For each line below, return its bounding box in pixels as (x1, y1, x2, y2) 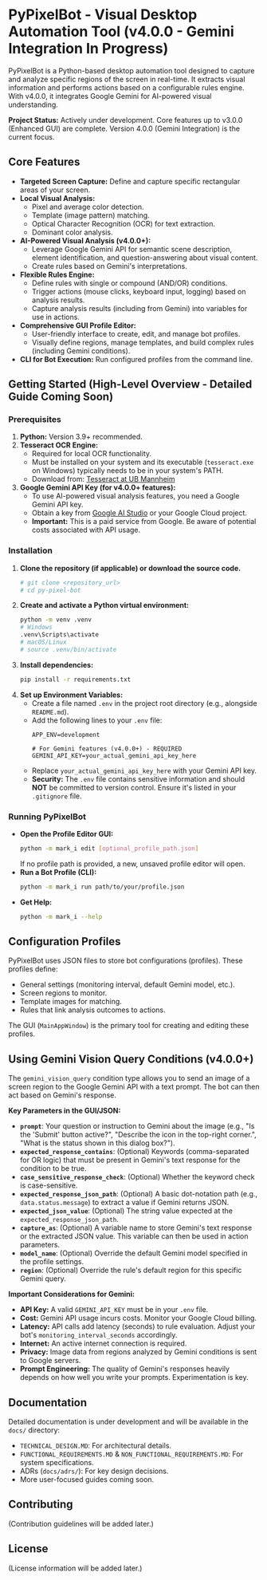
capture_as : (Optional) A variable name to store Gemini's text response (19, 1223, 253, 1233)
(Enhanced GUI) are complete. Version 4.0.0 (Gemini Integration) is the (8, 124, 241, 133)
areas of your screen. (19, 185, 91, 195)
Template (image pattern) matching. (31, 210, 150, 220)
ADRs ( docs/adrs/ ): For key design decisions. (19, 1466, 169, 1476)
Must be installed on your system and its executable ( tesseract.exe (31, 457, 253, 467)
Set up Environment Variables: (19, 690, 124, 699)
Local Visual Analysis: (19, 193, 96, 203)
